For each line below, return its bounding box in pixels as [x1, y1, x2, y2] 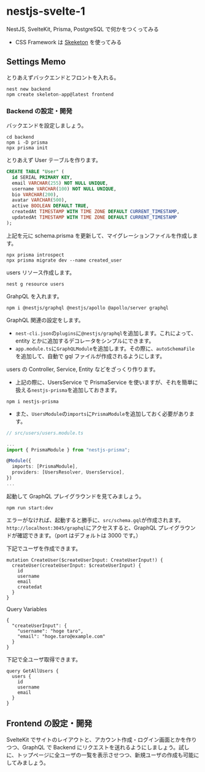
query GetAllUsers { [6, 668, 60, 674]
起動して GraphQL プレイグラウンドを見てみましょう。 [6, 493, 145, 500]
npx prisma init [6, 145, 48, 151]
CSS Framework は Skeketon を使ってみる [15, 38, 122, 45]
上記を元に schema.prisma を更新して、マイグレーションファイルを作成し [6, 232, 193, 239]
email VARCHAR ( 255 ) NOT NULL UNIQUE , [12, 180, 109, 186]
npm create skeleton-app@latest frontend [6, 91, 114, 98]
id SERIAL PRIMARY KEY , [12, 174, 72, 181]
